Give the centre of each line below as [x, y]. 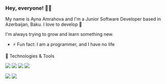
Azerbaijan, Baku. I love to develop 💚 [44, 24]
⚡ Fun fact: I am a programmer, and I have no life [64, 45]
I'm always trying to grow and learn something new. [59, 34]
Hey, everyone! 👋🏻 [29, 8]
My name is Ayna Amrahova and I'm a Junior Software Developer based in [83, 19]
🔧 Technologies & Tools [30, 56]
